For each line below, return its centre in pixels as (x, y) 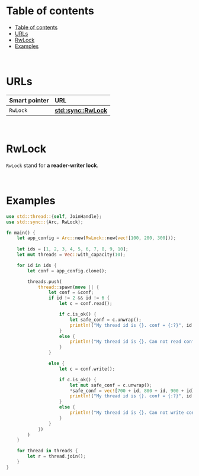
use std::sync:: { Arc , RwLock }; (45, 222)
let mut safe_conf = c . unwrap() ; (111, 385)
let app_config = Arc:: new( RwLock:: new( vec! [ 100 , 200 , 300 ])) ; (97, 238)
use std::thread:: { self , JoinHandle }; (54, 216)
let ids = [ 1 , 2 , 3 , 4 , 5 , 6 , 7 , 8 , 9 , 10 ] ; (73, 249)
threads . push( (45, 282)
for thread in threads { (47, 451)
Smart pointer (29, 100)
